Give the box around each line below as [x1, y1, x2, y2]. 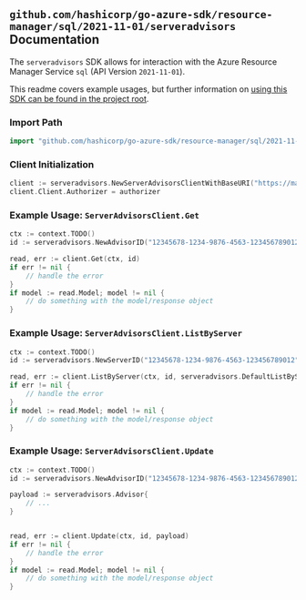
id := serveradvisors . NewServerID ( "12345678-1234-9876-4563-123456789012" [9, 356, 300, 365]
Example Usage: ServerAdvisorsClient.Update [9, 444, 214, 457]
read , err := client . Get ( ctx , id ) [9, 255, 141, 264]
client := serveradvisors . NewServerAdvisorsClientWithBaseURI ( [9, 178, 255, 188]
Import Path [9, 116, 63, 128]
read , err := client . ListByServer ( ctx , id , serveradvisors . [9, 372, 243, 381]
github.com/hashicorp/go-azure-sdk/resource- [9, 8, 273, 22]
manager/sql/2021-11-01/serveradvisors [9, 20, 237, 34]
